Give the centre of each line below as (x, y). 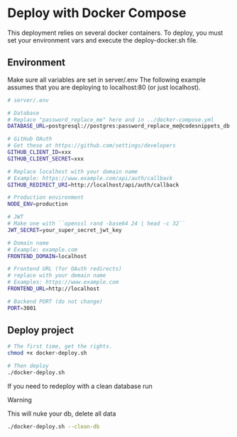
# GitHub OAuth (30, 139)
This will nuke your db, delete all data (62, 414)
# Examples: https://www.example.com (63, 282)
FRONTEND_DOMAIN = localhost (47, 256)
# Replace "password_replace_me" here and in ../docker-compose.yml (111, 120)
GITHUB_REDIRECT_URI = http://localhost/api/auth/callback (93, 185)
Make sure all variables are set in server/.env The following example (106, 79)
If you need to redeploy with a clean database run (80, 386)
